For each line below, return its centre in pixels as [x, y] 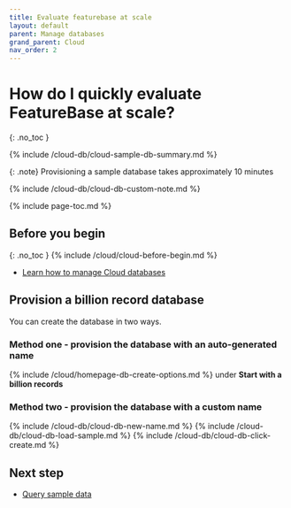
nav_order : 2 [33, 50]
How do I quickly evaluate [105, 94]
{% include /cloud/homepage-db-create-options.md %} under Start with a [145, 374]
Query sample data [57, 494]
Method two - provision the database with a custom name [136, 406]
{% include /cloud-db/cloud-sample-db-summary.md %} [114, 155]
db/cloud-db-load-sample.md [64, 435]
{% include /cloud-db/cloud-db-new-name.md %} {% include [122, 427]
